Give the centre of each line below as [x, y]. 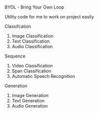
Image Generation [30, 95]
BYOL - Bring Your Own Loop [34, 7]
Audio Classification [32, 46]
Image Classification [33, 36]
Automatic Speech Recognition [43, 76]
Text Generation [28, 101]
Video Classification [32, 66]
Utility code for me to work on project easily [49, 17]
